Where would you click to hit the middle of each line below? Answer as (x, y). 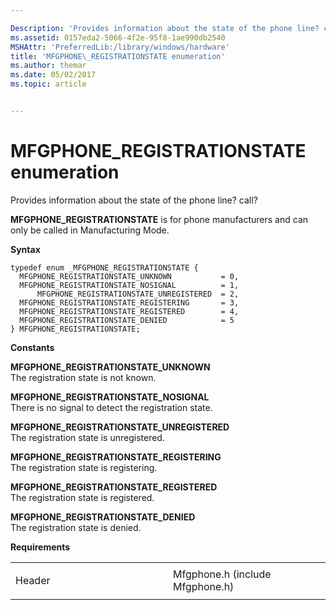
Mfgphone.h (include (222, 574)
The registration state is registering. (84, 467)
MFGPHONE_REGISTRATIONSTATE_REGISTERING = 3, (129, 302)
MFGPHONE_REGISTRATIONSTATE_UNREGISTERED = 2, (138, 294)
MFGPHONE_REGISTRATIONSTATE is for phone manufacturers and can (159, 219)
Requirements (40, 547)
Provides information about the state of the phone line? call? (134, 200)
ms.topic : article (48, 84)
